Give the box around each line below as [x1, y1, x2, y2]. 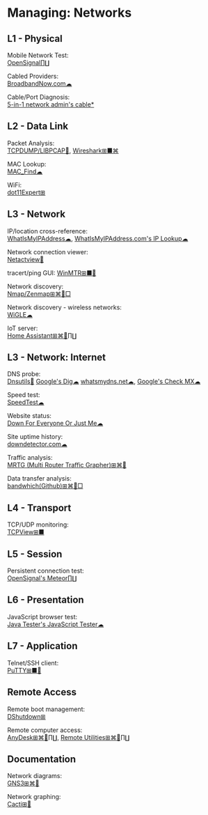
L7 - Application [7, 640, 78, 652]
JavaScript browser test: [7, 612, 78, 621]
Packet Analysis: [7, 139, 55, 147]
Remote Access [7, 686, 77, 698]
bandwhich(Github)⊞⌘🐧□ [7, 482, 83, 490]
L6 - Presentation [7, 594, 85, 606]
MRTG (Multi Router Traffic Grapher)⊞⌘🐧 [7, 461, 127, 469]
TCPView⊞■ [7, 528, 45, 536]
